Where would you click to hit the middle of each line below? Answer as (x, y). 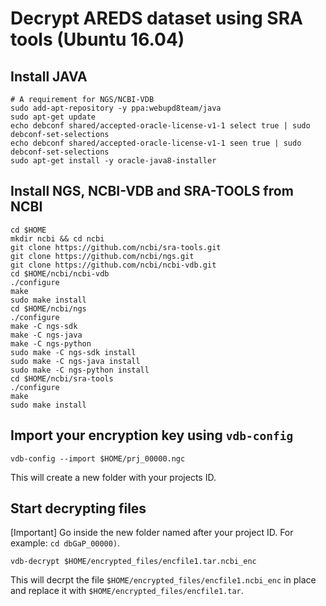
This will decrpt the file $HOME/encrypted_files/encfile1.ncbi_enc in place (163, 580)
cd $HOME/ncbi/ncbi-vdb (60, 273)
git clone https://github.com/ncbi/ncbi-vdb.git (113, 265)
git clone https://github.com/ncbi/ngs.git (102, 256)
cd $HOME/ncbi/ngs (48, 308)
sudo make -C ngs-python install (80, 370)
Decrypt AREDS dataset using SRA (156, 18)
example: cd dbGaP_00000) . (65, 543)
